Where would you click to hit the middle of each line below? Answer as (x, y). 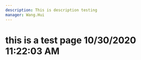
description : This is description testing (51, 10)
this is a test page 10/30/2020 (71, 40)
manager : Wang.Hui (25, 15)
